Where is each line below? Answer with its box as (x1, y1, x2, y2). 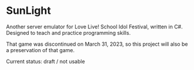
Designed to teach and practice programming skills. (6, 29, 131, 36)
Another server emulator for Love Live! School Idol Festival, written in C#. (6, 23, 183, 30)
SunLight (6, 4, 51, 17)
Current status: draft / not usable (6, 58, 85, 65)
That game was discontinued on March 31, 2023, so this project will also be (6, 40, 188, 47)
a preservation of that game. (6, 46, 75, 53)
